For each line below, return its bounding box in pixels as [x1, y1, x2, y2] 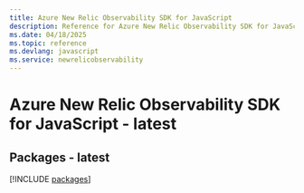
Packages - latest [9, 150, 110, 165]
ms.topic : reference [9, 38, 88, 48]
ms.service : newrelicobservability [9, 55, 144, 64]
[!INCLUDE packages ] [9, 174, 91, 184]
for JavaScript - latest [9, 114, 177, 134]
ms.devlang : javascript [9, 47, 100, 56]
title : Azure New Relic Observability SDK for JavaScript [9, 13, 233, 23]
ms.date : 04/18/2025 [9, 30, 88, 39]
